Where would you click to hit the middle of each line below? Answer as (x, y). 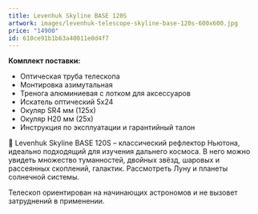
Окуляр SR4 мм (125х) (58, 111)
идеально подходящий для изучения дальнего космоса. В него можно (129, 151)
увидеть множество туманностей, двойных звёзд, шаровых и (114, 160)
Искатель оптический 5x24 (67, 102)
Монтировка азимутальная (67, 85)
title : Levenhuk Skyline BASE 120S (68, 16)
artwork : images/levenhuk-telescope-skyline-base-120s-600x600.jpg (123, 23)
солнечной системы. (44, 177)
